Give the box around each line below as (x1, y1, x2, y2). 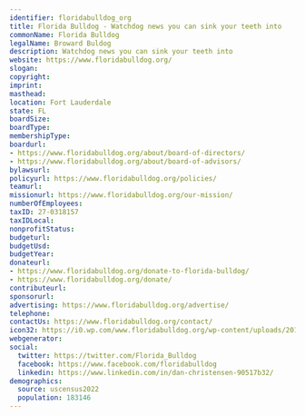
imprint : (9, 81, 43, 90)
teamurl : (9, 183, 43, 192)
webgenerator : (9, 334, 64, 343)
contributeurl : (9, 283, 67, 292)
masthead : (9, 89, 47, 98)
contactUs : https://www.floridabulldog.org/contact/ (9, 317, 213, 327)
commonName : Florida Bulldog (9, 30, 120, 39)
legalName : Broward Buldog (9, 38, 112, 48)
